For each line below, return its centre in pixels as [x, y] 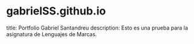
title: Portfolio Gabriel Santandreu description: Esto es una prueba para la [97, 28]
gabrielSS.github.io [56, 11]
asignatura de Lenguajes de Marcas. [52, 34]
